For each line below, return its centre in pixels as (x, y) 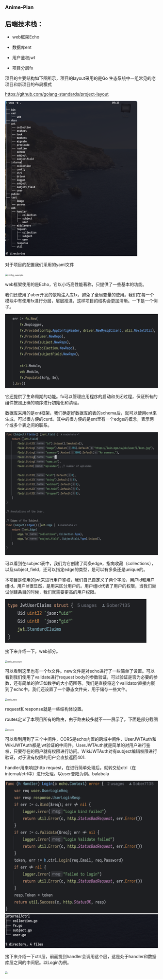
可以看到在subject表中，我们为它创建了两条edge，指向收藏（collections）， (81, 564)
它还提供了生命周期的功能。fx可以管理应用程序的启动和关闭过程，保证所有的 (81, 397)
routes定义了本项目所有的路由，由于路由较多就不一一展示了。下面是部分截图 (81, 719)
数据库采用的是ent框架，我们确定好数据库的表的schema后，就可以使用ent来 (81, 413)
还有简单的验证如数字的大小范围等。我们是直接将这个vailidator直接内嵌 (84, 683)
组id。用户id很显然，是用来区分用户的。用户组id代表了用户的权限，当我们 (78, 586)
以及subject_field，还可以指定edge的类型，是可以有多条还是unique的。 (76, 570)
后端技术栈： (24, 24)
